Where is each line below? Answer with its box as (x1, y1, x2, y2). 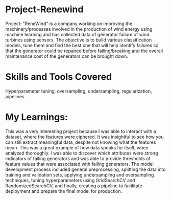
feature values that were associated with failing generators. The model (5, 161, 154, 167)
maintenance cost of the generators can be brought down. (5, 53, 129, 59)
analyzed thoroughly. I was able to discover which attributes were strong (5, 150, 158, 156)
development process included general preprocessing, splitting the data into (5, 166, 166, 172)
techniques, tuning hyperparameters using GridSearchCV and (5, 177, 135, 183)
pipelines (5, 93, 25, 99)
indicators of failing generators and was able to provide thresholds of (5, 155, 151, 162)
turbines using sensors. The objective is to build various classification (5, 37, 152, 43)
